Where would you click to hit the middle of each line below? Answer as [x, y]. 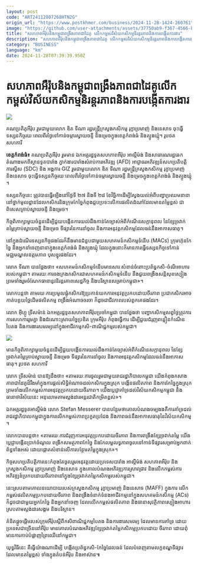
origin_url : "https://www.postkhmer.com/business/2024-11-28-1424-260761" [100, 22]
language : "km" [25, 50]
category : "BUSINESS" [33, 45]
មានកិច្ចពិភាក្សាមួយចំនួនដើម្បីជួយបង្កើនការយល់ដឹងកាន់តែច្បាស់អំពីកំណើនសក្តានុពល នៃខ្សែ [94, 349]
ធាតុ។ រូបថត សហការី [27, 363]
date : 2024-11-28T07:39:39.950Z [46, 56]
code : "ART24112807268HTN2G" [42, 17]
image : [14, 28]
